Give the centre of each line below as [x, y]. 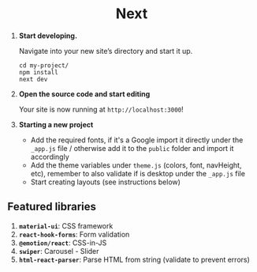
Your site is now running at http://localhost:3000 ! [101, 109]
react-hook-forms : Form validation [74, 234]
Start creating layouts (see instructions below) [105, 182]
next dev [33, 79]
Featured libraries [52, 207]
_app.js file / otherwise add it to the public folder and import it [132, 148]
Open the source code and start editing [84, 94]
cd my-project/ [44, 65]
